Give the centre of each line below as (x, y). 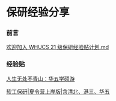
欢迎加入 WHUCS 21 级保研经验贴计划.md (58, 47)
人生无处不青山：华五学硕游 (41, 79)
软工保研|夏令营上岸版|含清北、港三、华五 (58, 91)
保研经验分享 (38, 12)
